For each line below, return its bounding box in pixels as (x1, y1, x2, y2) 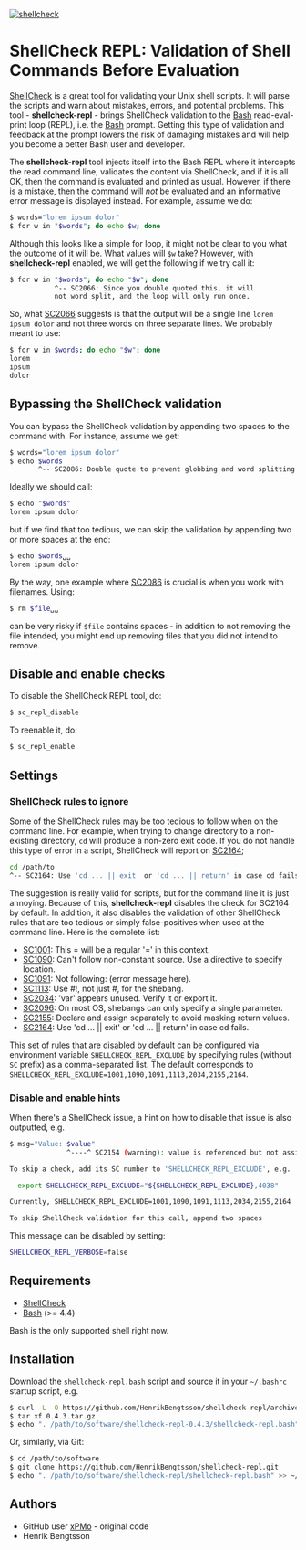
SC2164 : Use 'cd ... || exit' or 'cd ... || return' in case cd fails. (22, 1021, 250, 1032)
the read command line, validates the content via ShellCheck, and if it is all (9, 165, 289, 177)
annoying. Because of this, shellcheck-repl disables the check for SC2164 (9, 897, 290, 908)
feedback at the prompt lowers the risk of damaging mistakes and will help (9, 129, 290, 140)
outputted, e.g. (9, 1122, 66, 1133)
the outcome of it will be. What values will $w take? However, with (9, 248, 254, 258)
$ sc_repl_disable (9, 708, 79, 717)
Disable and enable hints (9, 1091, 121, 1104)
